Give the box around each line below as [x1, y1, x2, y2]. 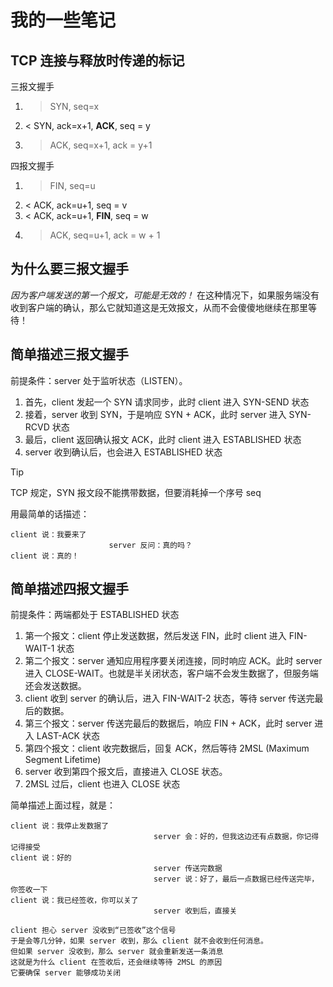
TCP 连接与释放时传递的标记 [10, 52, 185, 69]
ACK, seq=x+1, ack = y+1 [49, 139, 153, 151]
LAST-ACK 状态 [36, 730, 100, 742]
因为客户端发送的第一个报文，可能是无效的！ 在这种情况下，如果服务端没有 [10, 289, 320, 301]
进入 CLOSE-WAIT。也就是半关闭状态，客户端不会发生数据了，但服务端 [24, 667, 319, 680]
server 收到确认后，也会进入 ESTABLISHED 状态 [24, 446, 223, 458]
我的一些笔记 [10, 9, 117, 32]
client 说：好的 [10, 853, 72, 863]
